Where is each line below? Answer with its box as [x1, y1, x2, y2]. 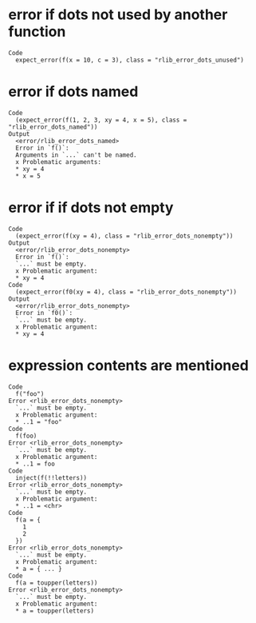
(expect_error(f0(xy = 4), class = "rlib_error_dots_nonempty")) [15, 288, 238, 296]
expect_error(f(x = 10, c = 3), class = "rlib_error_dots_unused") [15, 56, 245, 64]
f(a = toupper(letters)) [15, 578, 98, 587]
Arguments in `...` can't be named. [15, 150, 137, 159]
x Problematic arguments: [15, 158, 102, 166]
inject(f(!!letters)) [15, 473, 88, 481]
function [8, 22, 66, 41]
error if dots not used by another [8, 6, 228, 24]
